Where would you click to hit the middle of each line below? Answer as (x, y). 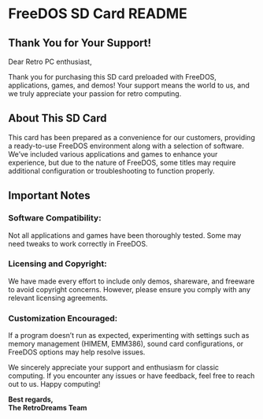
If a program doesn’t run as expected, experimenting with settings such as (129, 336)
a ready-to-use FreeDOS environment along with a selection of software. (126, 146)
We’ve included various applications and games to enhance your (113, 154)
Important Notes (49, 196)
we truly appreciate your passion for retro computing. (95, 94)
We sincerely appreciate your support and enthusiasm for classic (113, 368)
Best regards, (31, 399)
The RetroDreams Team (48, 408)
